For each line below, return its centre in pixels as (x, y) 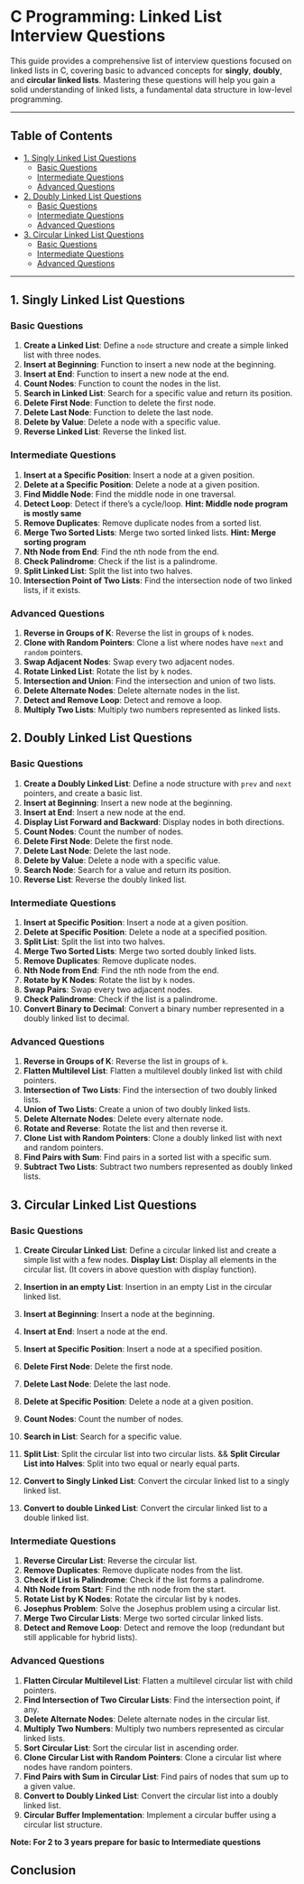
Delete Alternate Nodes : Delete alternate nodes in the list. (132, 691)
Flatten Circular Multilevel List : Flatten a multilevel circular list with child (158, 1680)
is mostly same (52, 513)
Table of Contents (62, 136)
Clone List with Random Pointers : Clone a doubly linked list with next (152, 1138)
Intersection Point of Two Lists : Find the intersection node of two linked (157, 580)
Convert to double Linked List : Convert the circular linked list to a (145, 1508)
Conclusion (43, 1870)
